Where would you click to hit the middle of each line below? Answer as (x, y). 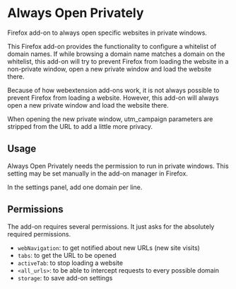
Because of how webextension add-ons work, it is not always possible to (113, 90)
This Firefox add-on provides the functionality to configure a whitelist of (112, 46)
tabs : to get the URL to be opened (67, 255)
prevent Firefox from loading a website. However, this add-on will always (113, 98)
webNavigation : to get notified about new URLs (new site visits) (108, 248)
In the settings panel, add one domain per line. (75, 187)
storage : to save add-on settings (65, 278)
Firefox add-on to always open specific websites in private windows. (107, 33)
